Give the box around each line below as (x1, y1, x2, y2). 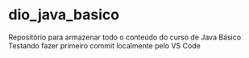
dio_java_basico (8, 6, 119, 24)
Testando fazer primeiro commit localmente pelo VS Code (8, 40, 201, 50)
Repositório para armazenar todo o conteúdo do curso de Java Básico (8, 32, 242, 42)
